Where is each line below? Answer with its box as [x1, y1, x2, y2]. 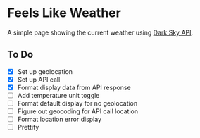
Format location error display [17, 115, 102, 124]
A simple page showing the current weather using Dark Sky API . [7, 28, 194, 37]
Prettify [17, 123, 39, 132]
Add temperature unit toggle [17, 91, 100, 99]
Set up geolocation [17, 67, 73, 75]
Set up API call [17, 75, 61, 84]
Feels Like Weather [7, 5, 121, 21]
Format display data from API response [17, 83, 132, 92]
